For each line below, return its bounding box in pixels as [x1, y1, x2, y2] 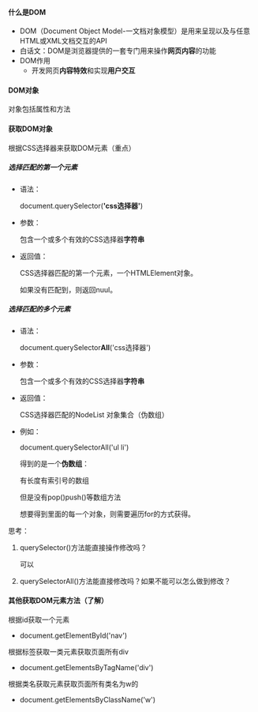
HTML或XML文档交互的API [19, 36, 108, 46]
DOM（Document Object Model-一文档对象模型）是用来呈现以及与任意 [19, 26, 251, 36]
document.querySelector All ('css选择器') [19, 342, 151, 352]
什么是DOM [8, 7, 46, 17]
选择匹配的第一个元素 [8, 163, 77, 172]
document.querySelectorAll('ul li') [19, 443, 129, 452]
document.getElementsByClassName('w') [19, 695, 156, 704]
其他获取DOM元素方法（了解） [8, 596, 108, 605]
